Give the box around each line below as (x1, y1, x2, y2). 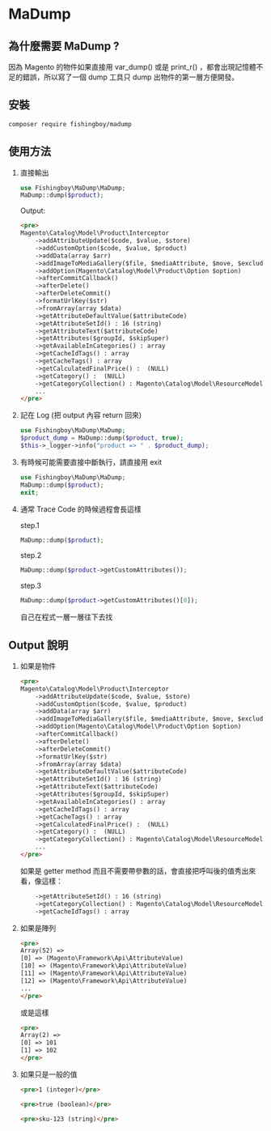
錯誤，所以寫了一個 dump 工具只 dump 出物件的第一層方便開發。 (22, 72, 239, 82)
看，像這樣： (19, 876, 63, 886)
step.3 (19, 580, 42, 591)
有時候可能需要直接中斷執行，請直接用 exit (19, 457, 163, 466)
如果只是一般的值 (19, 1069, 78, 1079)
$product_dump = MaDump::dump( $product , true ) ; (19, 434, 184, 442)
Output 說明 (8, 638, 69, 652)
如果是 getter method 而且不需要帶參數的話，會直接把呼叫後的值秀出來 (19, 865, 256, 875)
